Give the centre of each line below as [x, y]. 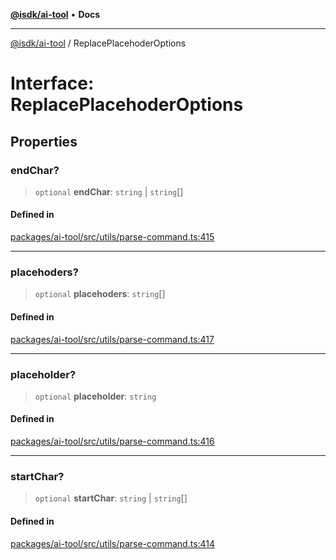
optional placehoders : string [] [100, 294]
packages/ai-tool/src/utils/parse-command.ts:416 [112, 441]
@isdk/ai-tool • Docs [55, 14]
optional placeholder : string [95, 396]
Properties [44, 141]
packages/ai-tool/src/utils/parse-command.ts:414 [113, 543]
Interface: [52, 83]
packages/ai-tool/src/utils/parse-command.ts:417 [112, 339]
